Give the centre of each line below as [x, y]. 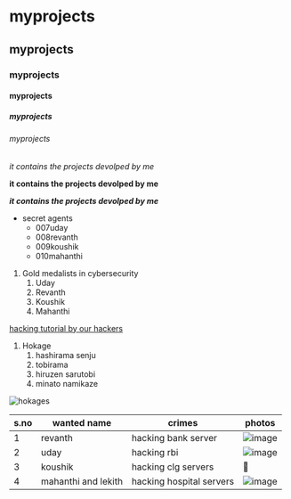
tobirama [52, 364]
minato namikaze [67, 383]
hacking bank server [174, 438]
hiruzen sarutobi [65, 374]
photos [260, 422]
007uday [52, 227]
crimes [183, 422]
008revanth [57, 237]
